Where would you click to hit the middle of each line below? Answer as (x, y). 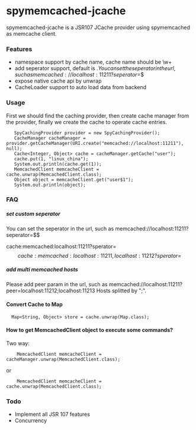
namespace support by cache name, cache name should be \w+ (93, 62)
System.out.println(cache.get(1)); (58, 164)
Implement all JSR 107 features (52, 415)
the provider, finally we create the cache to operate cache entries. (87, 122)
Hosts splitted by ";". (121, 291)
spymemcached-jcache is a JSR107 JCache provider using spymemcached (98, 27)
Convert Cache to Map (35, 304)
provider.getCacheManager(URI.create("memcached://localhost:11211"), (95, 143)
